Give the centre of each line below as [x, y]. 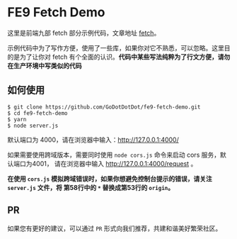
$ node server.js [33, 126]
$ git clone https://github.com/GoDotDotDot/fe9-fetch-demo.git [104, 107]
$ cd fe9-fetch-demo [38, 113]
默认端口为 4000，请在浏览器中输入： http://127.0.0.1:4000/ [93, 140]
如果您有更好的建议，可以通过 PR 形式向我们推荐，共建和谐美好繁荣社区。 [115, 228]
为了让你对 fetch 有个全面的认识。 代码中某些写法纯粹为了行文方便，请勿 [125, 57]
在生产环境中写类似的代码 [45, 65]
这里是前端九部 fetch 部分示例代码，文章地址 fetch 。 [84, 33]
